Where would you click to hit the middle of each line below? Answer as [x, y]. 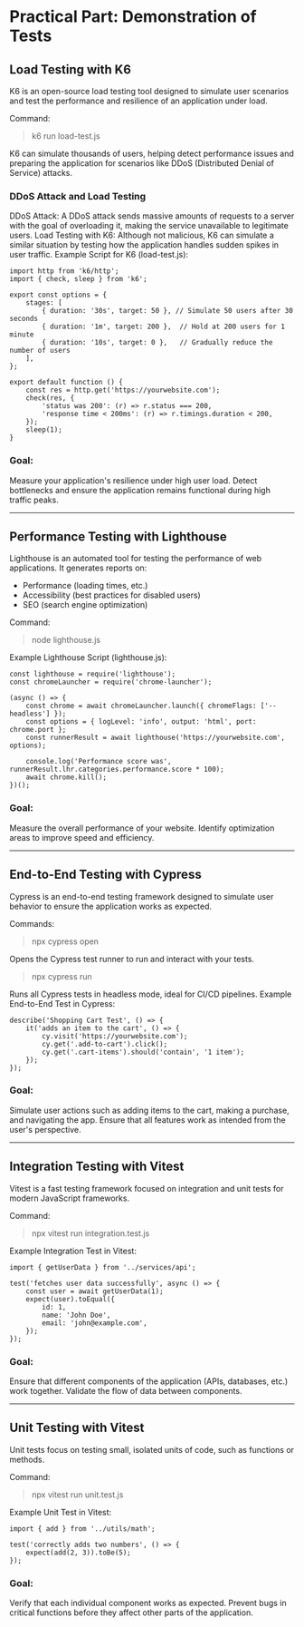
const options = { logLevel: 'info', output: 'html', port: [141, 722]
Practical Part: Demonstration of [133, 17]
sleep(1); [44, 430]
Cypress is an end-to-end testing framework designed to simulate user [142, 896]
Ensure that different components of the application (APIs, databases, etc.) [149, 1381]
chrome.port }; [38, 730]
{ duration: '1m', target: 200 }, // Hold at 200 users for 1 [163, 327]
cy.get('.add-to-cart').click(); [105, 1044]
